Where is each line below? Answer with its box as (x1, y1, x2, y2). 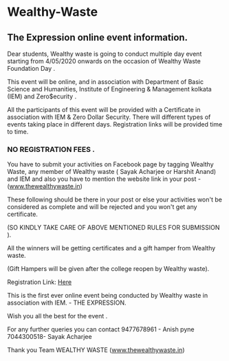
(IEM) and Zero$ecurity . (7, 92, 77, 100)
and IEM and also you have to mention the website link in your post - (7, 175, 201, 183)
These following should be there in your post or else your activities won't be (7, 195, 222, 204)
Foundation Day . (7, 65, 56, 72)
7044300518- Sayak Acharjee (7, 333, 92, 341)
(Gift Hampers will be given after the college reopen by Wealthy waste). (7, 265, 210, 273)
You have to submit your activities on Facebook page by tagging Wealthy (7, 160, 214, 168)
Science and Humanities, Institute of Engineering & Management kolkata (7, 85, 212, 93)
